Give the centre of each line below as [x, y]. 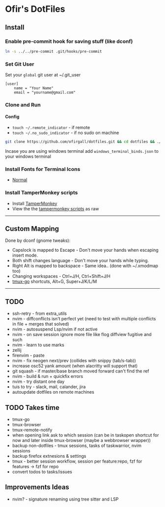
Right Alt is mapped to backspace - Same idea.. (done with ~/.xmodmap [85, 266]
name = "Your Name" [34, 88]
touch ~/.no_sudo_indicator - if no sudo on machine [66, 133]
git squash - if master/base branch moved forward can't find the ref [81, 371]
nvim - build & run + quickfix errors [48, 376]
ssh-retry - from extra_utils [40, 313]
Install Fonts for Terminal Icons [43, 169]
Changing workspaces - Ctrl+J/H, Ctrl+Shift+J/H [61, 276]
